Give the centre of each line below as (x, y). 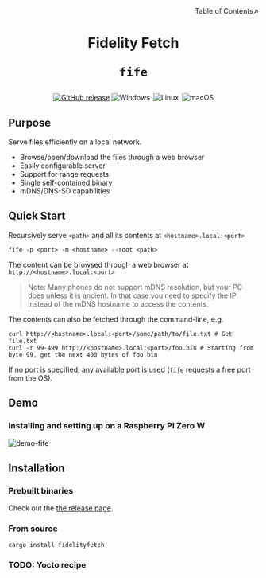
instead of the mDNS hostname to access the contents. (118, 303)
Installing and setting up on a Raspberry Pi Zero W (107, 426)
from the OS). (31, 378)
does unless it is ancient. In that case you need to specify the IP (132, 295)
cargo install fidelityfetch (56, 545)
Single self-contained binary (66, 182)
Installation (37, 468)
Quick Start (37, 216)
